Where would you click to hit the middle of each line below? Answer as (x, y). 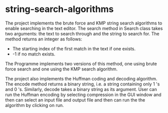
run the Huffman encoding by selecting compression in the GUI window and (83, 94)
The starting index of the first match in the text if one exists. (74, 48)
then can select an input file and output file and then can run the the (75, 100)
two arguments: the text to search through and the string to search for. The (82, 33)
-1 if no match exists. (34, 54)
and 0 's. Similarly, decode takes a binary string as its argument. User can (81, 89)
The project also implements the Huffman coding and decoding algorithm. (81, 78)
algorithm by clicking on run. (34, 105)
